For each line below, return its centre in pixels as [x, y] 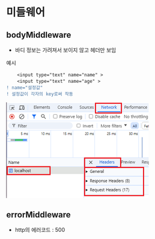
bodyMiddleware [39, 35]
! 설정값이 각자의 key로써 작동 [40, 94]
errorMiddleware [38, 215]
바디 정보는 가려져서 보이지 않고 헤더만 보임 [65, 50]
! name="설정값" [25, 88]
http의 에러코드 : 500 [40, 230]
